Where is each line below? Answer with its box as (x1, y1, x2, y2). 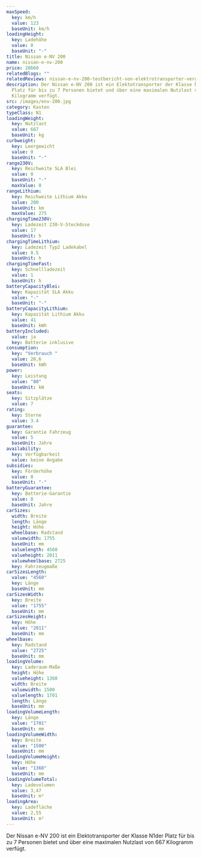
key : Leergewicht (11, 143, 55, 149)
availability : (6, 446, 42, 452)
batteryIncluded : (6, 328, 50, 334)
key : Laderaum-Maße (11, 664, 61, 671)
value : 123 (11, 20, 39, 26)
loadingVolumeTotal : (6, 776, 58, 782)
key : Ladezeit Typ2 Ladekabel (11, 244, 87, 250)
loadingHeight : (6, 31, 44, 37)
